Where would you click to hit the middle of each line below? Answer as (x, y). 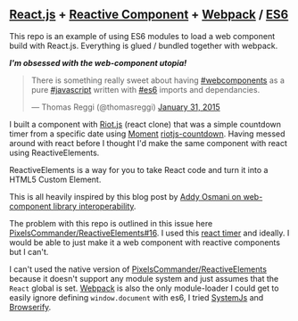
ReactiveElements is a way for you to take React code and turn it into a (139, 169)
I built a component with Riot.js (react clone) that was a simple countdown (145, 124)
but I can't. (29, 251)
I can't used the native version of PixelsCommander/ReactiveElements (138, 269)
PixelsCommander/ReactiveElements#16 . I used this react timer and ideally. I (149, 233)
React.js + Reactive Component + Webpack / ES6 (149, 15)
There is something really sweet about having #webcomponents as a (158, 80)
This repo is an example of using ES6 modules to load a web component (142, 36)
